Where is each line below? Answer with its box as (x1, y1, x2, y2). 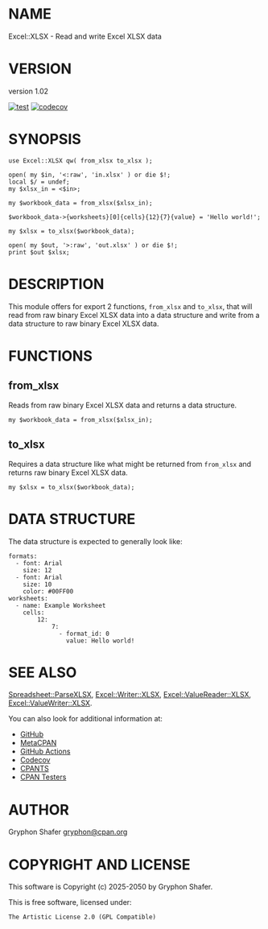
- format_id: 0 (59, 630, 110, 638)
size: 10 (23, 580, 52, 588)
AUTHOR (8, 800, 70, 819)
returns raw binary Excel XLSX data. (8, 468, 129, 477)
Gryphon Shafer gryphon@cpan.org (8, 827, 128, 837)
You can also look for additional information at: (8, 714, 163, 724)
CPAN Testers (19, 772, 67, 782)
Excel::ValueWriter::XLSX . (8, 698, 93, 708)
